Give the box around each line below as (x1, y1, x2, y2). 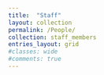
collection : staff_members (8, 33, 97, 41)
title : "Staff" (8, 11, 61, 20)
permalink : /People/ (8, 26, 76, 34)
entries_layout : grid (8, 41, 80, 48)
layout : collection (8, 19, 72, 27)
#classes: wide (8, 48, 58, 55)
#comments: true (8, 55, 61, 63)
